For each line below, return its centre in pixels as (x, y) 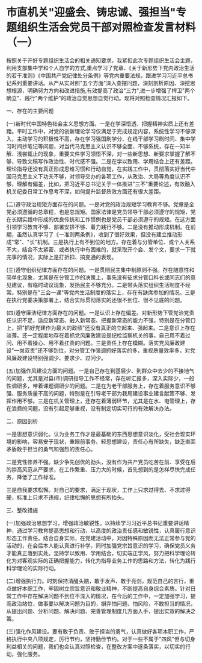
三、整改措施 (22, 510)
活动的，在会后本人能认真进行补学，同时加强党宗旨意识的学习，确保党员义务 (101, 545)
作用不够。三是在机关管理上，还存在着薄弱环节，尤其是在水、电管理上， (101, 401)
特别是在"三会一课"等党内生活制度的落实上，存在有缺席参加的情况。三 (103, 292)
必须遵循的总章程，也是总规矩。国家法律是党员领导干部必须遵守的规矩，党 (103, 212)
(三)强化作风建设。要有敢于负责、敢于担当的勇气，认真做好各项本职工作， (98, 631)
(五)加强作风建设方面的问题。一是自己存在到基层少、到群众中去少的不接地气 (100, 371)
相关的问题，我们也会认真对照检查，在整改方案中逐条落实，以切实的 (101, 646)
